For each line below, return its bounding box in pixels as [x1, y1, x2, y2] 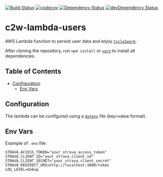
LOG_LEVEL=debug [5, 167, 39, 172]
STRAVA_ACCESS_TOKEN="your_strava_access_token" [5, 150, 107, 155]
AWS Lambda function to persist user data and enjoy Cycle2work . [5, 38, 137, 44]
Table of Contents [5, 67, 62, 76]
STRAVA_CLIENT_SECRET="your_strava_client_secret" [5, 158, 112, 164]
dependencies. [5, 53, 36, 59]
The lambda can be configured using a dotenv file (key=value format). [5, 113, 147, 119]
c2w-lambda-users [5, 22, 86, 33]
